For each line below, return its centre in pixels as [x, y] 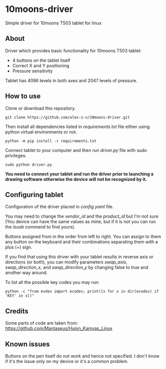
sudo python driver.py [29, 165]
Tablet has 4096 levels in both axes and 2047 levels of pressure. [71, 80]
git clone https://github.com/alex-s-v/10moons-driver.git [68, 117]
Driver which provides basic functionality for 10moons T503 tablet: [73, 50]
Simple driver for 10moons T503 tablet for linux [53, 23]
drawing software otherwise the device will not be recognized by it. [76, 179]
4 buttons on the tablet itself [41, 60]
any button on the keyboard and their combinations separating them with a [82, 242]
